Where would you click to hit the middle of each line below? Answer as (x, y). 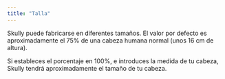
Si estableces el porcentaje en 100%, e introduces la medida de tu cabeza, (113, 61)
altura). (17, 47)
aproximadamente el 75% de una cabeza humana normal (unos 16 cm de (110, 40)
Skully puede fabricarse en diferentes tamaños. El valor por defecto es (107, 33)
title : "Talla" (29, 13)
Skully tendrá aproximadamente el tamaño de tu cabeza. (87, 68)
